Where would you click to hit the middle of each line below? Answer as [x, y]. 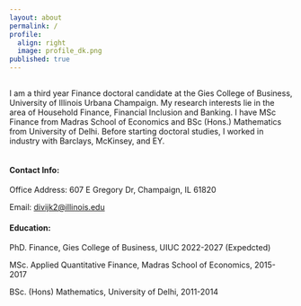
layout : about [36, 17]
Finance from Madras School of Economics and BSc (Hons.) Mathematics [146, 122]
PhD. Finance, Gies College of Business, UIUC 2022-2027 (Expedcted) [140, 248]
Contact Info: [35, 170]
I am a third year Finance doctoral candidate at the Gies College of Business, [151, 93]
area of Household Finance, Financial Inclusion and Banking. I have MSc [143, 112]
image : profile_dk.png [60, 51]
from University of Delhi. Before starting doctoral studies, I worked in [137, 131]
